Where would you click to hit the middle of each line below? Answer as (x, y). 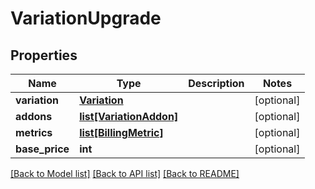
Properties (44, 55)
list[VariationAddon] (129, 116)
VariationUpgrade (86, 18)
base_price (42, 149)
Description (216, 83)
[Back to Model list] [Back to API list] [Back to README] (125, 173)
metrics (34, 132)
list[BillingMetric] (121, 132)
